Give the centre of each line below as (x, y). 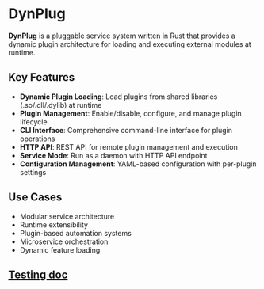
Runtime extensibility (54, 224)
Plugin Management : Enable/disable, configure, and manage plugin (130, 113)
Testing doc (38, 274)
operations (37, 139)
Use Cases (35, 198)
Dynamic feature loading (60, 249)
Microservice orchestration (64, 241)
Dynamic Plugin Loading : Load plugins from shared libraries (119, 97)
